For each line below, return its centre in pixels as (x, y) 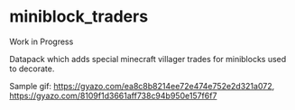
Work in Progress (41, 41)
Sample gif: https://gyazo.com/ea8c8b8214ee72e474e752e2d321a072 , (142, 86)
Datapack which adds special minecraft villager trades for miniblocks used (148, 59)
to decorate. (32, 69)
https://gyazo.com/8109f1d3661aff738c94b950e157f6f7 (113, 96)
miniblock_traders (79, 17)
